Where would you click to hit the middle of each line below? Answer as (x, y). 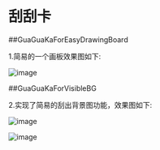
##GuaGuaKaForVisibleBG (53, 88)
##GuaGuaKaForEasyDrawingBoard (68, 39)
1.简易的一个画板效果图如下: (55, 56)
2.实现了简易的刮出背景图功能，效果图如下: (80, 105)
